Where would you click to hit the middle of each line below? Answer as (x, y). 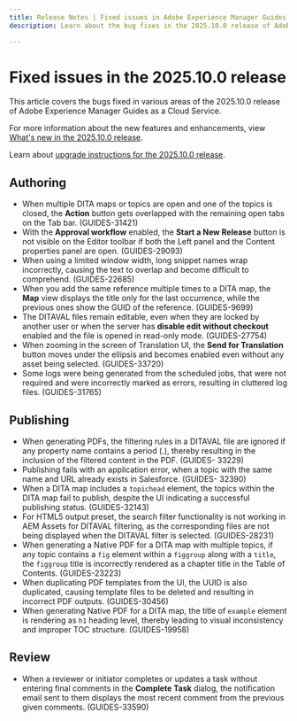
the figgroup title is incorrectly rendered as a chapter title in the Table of (153, 564)
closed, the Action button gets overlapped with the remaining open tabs (153, 213)
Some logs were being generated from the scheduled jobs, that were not (154, 374)
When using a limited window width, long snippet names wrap (135, 260)
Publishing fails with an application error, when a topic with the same (147, 469)
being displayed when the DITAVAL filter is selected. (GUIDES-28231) (148, 536)
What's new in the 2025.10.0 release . (76, 137)
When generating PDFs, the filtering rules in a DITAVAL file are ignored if (153, 442)
